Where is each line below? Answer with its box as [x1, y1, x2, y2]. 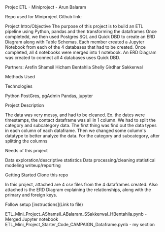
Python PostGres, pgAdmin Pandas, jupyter [5, 93, 93, 99]
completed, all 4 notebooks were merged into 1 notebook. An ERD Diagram [5, 49, 157, 55]
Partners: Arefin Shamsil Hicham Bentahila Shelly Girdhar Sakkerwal [5, 64, 143, 70]
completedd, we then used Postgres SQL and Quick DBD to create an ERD [5, 34, 156, 39]
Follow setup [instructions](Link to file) [5, 201, 83, 207]
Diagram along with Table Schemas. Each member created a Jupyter [5, 39, 144, 45]
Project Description [5, 102, 44, 108]
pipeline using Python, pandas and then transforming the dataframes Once [5, 29, 157, 34]
